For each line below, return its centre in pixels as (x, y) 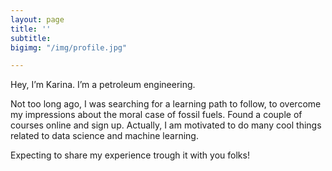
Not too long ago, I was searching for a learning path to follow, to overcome (166, 104)
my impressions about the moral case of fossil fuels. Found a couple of (156, 115)
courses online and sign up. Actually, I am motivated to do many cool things (166, 125)
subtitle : (31, 38)
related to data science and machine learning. (104, 136)
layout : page (37, 19)
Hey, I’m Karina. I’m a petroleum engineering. (103, 85)
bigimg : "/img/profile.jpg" (69, 47)
